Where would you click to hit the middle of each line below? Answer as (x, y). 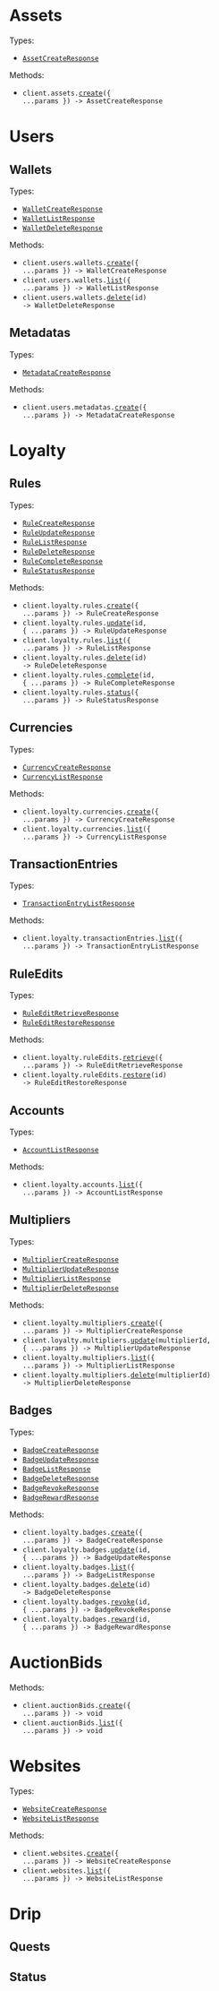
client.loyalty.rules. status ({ (80, 692)
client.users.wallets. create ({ (80, 263)
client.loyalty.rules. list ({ (76, 640)
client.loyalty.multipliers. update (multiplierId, (117, 1340)
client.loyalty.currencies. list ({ (86, 829)
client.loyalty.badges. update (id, (86, 1550)
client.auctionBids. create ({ (76, 1705)
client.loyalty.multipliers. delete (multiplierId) (117, 1375)
